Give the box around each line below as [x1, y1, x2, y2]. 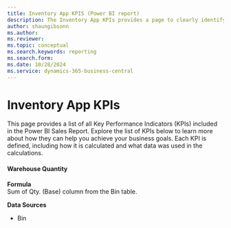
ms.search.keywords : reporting [7, 49, 97, 56]
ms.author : [7, 29, 38, 36]
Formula [7, 180, 32, 188]
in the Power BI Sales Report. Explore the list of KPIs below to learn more [7, 127, 213, 135]
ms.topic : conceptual [7, 42, 69, 49]
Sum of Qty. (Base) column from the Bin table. [7, 187, 137, 196]
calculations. [7, 149, 43, 157]
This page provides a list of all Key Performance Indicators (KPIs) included [7, 119, 218, 128]
